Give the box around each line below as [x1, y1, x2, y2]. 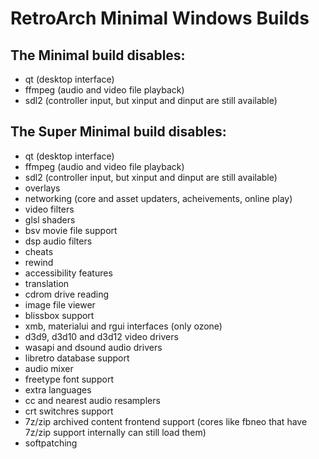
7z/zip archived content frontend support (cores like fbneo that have [24, 415, 308, 427]
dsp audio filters [24, 235, 93, 247]
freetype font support [24, 373, 114, 385]
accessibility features [24, 267, 113, 279]
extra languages [24, 383, 92, 396]
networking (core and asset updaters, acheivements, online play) [24, 192, 293, 204]
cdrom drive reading [24, 288, 110, 300]
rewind [24, 256, 54, 268]
